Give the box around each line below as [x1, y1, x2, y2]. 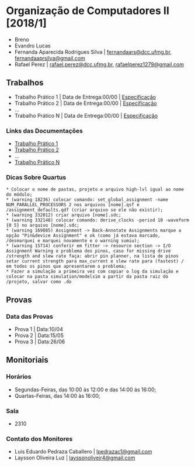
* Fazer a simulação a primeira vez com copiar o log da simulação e [6, 268, 179, 275]
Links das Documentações [6, 127, 83, 135]
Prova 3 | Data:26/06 [14, 338, 65, 345]
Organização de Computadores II [6, 4, 169, 18]
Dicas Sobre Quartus [6, 173, 67, 181]
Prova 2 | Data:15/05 [14, 332, 64, 339]
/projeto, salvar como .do [6, 279, 72, 285]
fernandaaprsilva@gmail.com [14, 54, 86, 62]
